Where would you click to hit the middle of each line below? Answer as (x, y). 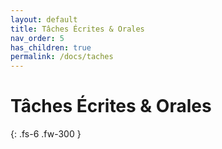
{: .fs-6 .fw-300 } (46, 134)
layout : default (44, 19)
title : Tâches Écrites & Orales (77, 29)
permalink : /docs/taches (62, 57)
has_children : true (51, 47)
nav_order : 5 (37, 38)
